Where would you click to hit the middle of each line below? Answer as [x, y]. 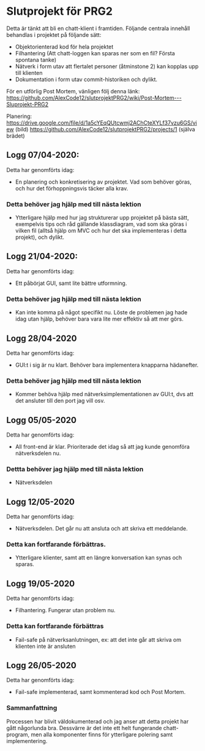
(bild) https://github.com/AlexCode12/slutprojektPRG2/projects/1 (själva [105, 129]
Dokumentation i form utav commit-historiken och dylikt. [86, 79]
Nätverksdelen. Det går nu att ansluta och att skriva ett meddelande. [101, 529]
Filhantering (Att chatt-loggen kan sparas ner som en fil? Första [95, 53]
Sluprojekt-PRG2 [28, 104]
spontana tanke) [36, 60]
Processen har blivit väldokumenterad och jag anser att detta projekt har [98, 721]
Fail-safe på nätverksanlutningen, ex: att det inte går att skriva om [98, 639]
